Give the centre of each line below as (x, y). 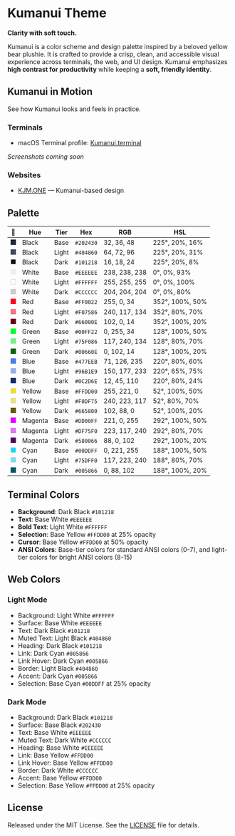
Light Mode (27, 600)
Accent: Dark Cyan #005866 (57, 676)
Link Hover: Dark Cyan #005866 (63, 661)
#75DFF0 (86, 461)
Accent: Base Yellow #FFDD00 (59, 778)
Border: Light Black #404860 (58, 668)
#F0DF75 (86, 401)
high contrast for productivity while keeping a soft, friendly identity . (110, 69)
